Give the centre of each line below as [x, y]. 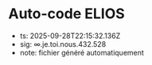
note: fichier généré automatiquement [82, 52]
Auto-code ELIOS [66, 14]
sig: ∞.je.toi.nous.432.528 [63, 44]
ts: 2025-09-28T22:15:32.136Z [70, 36]
